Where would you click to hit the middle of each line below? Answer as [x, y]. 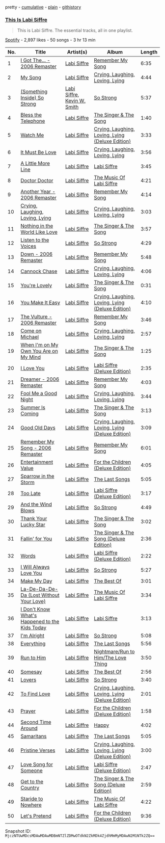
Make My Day [36, 581]
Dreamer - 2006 [40, 379]
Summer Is [33, 408]
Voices [28, 246]
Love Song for [37, 764]
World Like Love [39, 232]
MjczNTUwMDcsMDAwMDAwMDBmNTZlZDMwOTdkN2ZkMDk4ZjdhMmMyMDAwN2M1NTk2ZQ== [80, 836]
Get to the [32, 782]
